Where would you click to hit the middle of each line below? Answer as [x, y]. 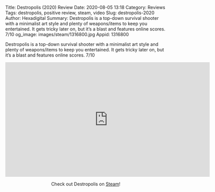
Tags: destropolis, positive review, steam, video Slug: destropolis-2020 [80, 13]
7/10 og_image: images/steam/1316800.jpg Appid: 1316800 [67, 34]
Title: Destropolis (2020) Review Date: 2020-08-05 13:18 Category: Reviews [85, 7]
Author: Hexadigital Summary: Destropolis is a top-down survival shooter [82, 18]
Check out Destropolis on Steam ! [86, 184]
